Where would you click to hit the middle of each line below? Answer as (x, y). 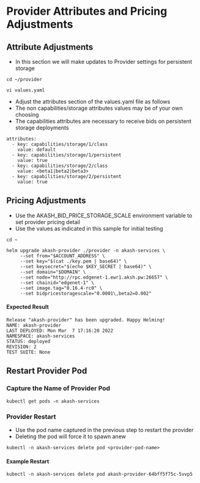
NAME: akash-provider (34, 326)
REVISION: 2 (21, 347)
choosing (27, 114)
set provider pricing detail (48, 222)
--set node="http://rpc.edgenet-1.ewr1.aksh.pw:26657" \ (94, 277)
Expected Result (28, 307)
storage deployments (42, 128)
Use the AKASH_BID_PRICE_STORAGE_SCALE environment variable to (104, 215)
